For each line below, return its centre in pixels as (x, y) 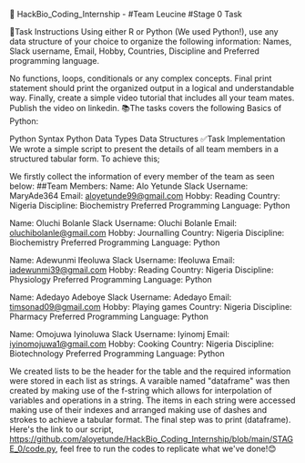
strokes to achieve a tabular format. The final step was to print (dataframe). (150, 420)
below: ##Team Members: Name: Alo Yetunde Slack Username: (129, 186)
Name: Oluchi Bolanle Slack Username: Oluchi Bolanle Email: (123, 223)
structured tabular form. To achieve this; (85, 159)
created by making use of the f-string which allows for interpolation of (141, 391)
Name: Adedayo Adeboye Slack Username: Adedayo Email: (121, 297)
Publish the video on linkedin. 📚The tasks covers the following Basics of (146, 108)
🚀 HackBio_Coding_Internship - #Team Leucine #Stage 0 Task (126, 14)
